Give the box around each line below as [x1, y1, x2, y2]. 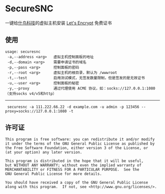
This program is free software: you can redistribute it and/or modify [5, 137, 155, 142]
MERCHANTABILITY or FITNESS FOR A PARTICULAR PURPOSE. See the [5, 167, 139, 172]
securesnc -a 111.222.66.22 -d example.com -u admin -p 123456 [7, 104, 139, 109]
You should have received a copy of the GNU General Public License [5, 180, 148, 185]
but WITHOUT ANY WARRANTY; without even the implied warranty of [5, 162, 141, 168]
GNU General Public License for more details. [5, 171, 102, 176]
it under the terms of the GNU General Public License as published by [5, 141, 155, 146]
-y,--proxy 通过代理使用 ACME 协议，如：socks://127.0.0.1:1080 [7, 86, 156, 91]
